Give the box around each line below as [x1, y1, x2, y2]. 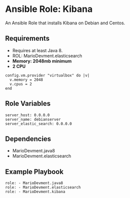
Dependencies [5, 134, 51, 143]
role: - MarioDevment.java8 [5, 181, 64, 186]
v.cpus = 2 [9, 81, 32, 86]
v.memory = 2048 [9, 77, 43, 82]
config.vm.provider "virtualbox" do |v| [5, 73, 90, 78]
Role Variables [5, 99, 51, 108]
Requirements [5, 34, 50, 43]
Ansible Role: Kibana [5, 3, 93, 15]
